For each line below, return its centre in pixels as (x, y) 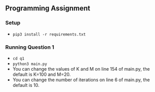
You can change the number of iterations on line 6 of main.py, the (81, 80)
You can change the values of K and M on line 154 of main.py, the (81, 69)
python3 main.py (30, 64)
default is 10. (26, 85)
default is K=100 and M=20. (42, 74)
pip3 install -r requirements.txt (49, 34)
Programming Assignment (48, 8)
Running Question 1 (30, 47)
